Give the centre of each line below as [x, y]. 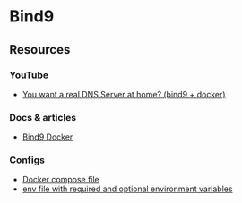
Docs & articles [43, 117]
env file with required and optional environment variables [127, 189]
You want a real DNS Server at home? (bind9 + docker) [124, 94]
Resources [40, 50]
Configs [27, 160]
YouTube [29, 75]
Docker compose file [61, 180]
